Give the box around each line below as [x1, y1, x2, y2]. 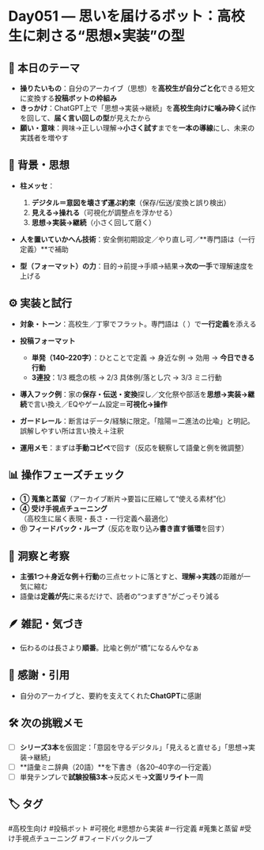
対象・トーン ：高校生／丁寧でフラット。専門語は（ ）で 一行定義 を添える [19, 318, 257, 329]
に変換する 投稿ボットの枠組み [19, 93, 117, 103]
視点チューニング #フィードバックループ [21, 833, 153, 843]
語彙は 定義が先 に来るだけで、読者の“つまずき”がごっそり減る [19, 592, 220, 601]
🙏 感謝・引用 [8, 669, 70, 682]
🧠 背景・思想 [8, 158, 70, 172]
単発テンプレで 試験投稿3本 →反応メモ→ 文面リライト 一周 [19, 772, 204, 781]
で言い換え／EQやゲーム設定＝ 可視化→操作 [26, 399, 168, 409]
